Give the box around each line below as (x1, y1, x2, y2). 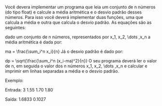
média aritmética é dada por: (5, 39, 62, 45)
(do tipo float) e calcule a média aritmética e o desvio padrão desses (5, 9, 142, 15)
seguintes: (5, 25, 26, 30)
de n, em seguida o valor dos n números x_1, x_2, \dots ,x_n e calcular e (5, 63, 147, 69)
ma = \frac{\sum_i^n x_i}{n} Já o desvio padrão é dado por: (5, 48, 123, 54)
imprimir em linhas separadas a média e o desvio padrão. (5, 68, 119, 74)
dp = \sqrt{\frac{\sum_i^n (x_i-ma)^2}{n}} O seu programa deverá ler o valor (5, 58, 157, 63)
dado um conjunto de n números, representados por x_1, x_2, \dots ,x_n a (5, 34, 151, 40)
